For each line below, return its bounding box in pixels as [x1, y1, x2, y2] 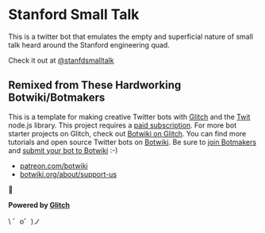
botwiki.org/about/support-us [19, 169, 117, 179]
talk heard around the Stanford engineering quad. [8, 40, 171, 49]
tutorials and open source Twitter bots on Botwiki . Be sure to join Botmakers [8, 137, 256, 147]
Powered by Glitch [8, 200, 70, 209]
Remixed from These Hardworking [8, 78, 182, 92]
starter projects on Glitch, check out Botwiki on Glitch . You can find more [8, 128, 247, 138]
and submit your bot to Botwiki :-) [8, 145, 118, 155]
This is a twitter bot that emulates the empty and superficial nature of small [8, 32, 254, 41]
